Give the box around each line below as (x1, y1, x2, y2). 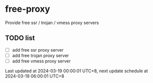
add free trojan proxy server (12, 53, 69, 58)
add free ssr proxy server (12, 47, 64, 53)
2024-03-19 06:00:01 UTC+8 (5, 73, 65, 79)
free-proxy (5, 3, 51, 15)
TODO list (5, 34, 35, 42)
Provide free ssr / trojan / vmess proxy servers (5, 20, 99, 26)
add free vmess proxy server (12, 58, 71, 64)
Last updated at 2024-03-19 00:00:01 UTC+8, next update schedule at (5, 68, 148, 74)
